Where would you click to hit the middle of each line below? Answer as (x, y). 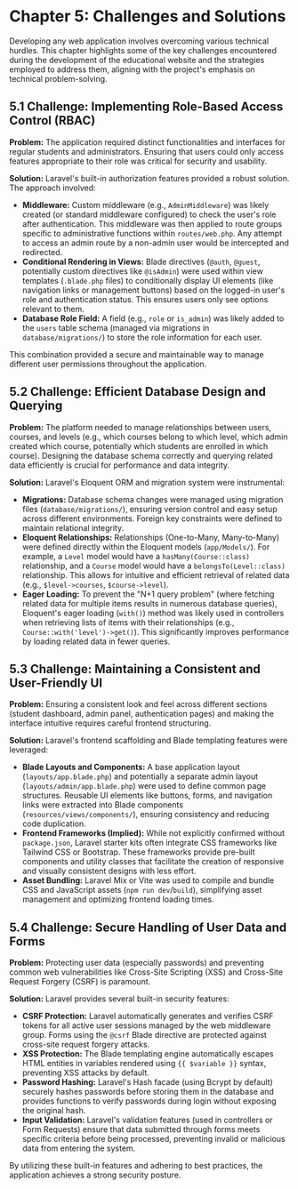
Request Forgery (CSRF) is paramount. (80, 982)
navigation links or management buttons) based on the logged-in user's (153, 290)
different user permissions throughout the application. (108, 364)
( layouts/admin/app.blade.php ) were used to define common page (144, 786)
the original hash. (54, 1111)
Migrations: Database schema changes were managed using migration (153, 499)
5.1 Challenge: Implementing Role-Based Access (146, 107)
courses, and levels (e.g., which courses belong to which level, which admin (149, 437)
